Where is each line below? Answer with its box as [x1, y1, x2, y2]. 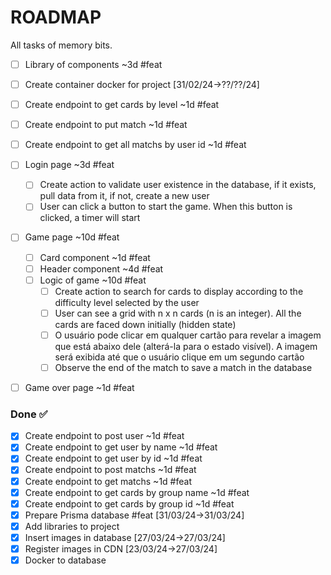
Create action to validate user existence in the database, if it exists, [39, 179, 317, 191]
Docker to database [24, 554, 107, 566]
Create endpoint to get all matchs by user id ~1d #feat [24, 139, 247, 151]
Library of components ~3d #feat [24, 58, 163, 70]
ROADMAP [10, 6, 102, 29]
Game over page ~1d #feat [24, 381, 135, 393]
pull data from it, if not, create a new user [39, 190, 210, 202]
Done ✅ [10, 407, 48, 421]
